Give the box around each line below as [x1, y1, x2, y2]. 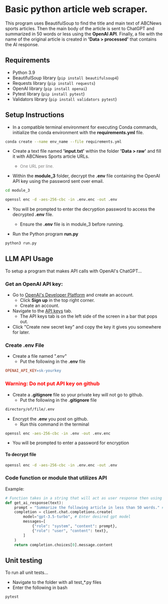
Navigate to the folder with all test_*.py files [12, 579, 101, 585]
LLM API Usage [5, 255, 53, 263]
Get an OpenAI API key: [5, 280, 63, 287]
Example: [5, 486, 24, 492]
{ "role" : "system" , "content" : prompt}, [31, 524, 117, 529]
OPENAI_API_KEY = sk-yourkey [5, 368, 61, 373]
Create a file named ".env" [12, 353, 67, 359]
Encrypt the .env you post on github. [12, 416, 88, 422]
